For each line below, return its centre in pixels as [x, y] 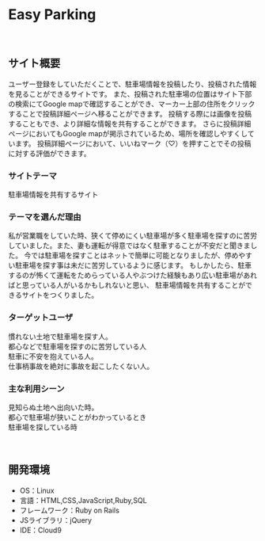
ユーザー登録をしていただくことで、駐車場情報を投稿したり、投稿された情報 [132, 84]
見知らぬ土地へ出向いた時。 [53, 407]
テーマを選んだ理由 [45, 217]
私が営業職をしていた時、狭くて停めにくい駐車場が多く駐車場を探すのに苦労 [132, 236]
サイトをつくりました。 [60, 295]
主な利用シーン [36, 388]
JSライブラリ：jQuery [56, 520]
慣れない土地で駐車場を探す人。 [60, 336]
